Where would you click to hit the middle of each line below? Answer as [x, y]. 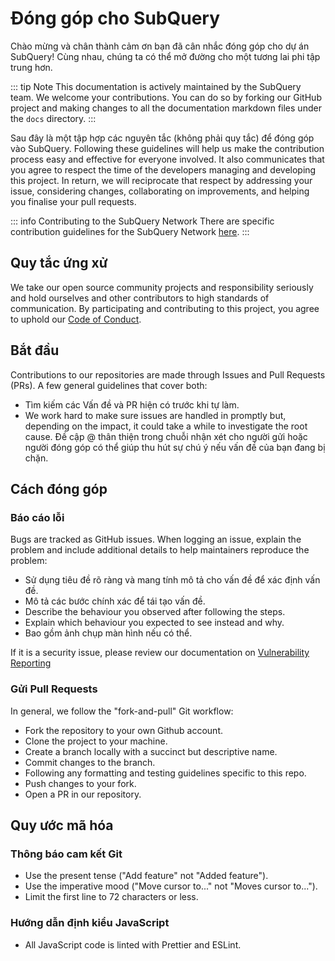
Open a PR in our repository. [83, 794]
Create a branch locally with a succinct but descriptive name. [151, 751]
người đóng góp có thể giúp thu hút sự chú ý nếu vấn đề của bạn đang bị [175, 447]
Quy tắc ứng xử [59, 263]
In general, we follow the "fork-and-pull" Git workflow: [122, 711]
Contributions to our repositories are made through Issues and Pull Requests [168, 374]
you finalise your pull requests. [73, 201]
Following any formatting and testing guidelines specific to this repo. [165, 773]
